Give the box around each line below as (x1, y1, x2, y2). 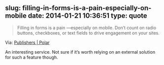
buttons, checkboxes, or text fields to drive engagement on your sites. (17, 30, 160, 36)
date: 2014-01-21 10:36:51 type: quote (28, 12, 148, 20)
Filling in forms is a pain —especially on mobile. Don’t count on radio (17, 25, 157, 31)
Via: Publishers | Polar (5, 39, 50, 45)
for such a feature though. (5, 54, 58, 60)
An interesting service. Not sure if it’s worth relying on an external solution (5, 49, 156, 55)
